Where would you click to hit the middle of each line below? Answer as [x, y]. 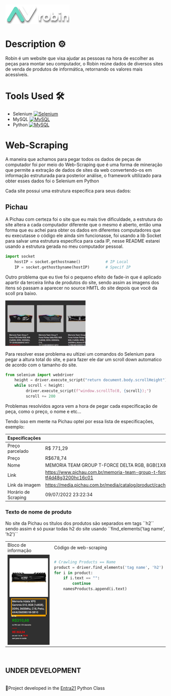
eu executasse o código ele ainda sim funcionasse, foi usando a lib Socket [83, 236]
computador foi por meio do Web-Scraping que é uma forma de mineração [84, 165]
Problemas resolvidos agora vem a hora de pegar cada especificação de [81, 406]
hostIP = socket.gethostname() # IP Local [72, 262]
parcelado [18, 451]
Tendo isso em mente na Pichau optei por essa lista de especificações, [80, 421]
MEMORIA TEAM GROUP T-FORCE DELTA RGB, [95, 465]
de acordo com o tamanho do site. [41, 365]
